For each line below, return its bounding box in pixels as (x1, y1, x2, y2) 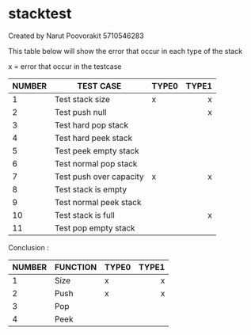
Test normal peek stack (54, 196, 142, 207)
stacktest (8, 5, 72, 23)
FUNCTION (54, 261, 97, 272)
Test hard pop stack (54, 120, 129, 131)
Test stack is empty (54, 184, 127, 195)
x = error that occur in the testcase (8, 61, 122, 71)
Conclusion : (8, 242, 49, 252)
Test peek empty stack (54, 145, 140, 156)
